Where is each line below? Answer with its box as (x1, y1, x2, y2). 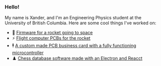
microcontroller (12, 50, 44, 56)
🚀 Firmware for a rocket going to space (12, 30, 93, 36)
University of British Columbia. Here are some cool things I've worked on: (5, 20, 156, 26)
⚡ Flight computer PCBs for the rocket (12, 35, 91, 41)
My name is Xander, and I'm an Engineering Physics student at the (5, 15, 141, 21)
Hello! (5, 3, 20, 10)
